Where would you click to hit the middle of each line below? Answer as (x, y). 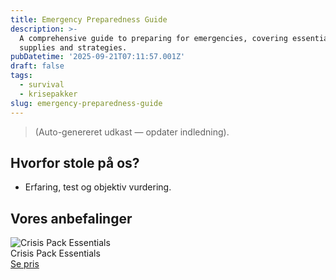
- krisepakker (48, 94)
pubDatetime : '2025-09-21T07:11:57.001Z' (98, 57)
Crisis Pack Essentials (55, 253)
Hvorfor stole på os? (75, 162)
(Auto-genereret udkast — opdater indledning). (132, 132)
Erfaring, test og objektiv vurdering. (98, 187)
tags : (21, 76)
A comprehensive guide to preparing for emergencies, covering (153, 38)
